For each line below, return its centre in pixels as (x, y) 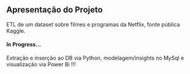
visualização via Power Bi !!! (41, 64)
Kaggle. (16, 31)
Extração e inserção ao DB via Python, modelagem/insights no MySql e (95, 58)
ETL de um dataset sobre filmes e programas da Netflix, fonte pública (93, 24)
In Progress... (24, 45)
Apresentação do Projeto (55, 10)
